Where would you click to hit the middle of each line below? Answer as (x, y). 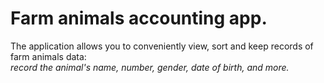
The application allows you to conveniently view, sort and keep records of (162, 46)
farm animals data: (48, 56)
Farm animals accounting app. (139, 18)
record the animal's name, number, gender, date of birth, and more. (150, 67)
